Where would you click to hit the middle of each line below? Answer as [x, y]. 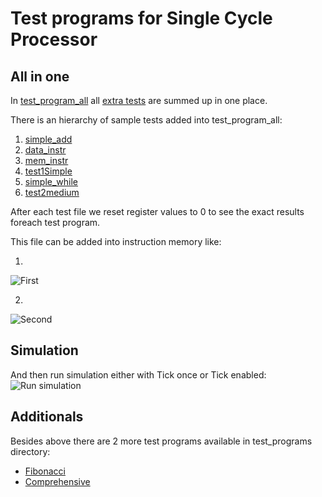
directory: [30, 451]
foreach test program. [55, 222]
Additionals [47, 417]
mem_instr [46, 160]
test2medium [52, 192]
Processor [54, 39]
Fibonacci [45, 471]
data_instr [45, 150]
